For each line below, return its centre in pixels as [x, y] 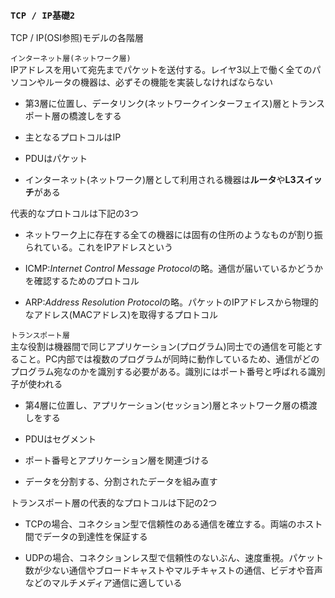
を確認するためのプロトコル [82, 281]
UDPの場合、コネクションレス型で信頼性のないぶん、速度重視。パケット [174, 558]
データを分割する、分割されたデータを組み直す [121, 482]
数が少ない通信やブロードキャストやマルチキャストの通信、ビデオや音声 [173, 570]
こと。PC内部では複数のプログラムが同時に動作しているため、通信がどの [169, 359]
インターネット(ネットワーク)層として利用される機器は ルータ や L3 [160, 180]
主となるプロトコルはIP [73, 137]
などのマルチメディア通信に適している [103, 583]
